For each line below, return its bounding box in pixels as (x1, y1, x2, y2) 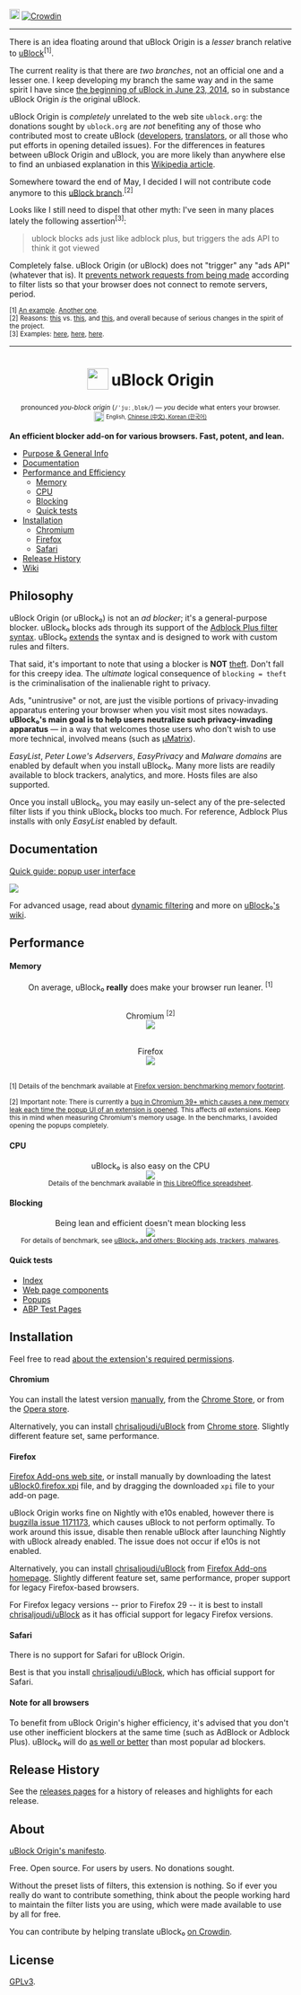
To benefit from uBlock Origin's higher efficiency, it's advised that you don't (9, 1717, 289, 1728)
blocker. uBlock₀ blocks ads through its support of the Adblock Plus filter (9, 622, 279, 632)
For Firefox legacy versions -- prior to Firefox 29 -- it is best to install (9, 1600, 263, 1611)
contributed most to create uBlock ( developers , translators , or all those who (9, 130, 288, 141)
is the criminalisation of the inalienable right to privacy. (9, 677, 211, 688)
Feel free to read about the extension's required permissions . (9, 1353, 235, 1364)
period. (9, 288, 36, 299)
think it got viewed (30, 243, 100, 253)
